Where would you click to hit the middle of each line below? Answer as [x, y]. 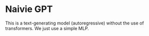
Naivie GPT [29, 9]
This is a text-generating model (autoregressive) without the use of [75, 23]
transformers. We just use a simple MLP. [47, 28]
